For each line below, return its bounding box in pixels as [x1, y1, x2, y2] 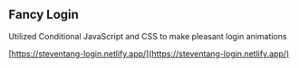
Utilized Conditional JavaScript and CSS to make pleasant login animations [8, 30, 287, 41]
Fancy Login [8, 7, 79, 22]
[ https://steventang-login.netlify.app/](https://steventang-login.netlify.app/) [8, 48, 290, 59]
